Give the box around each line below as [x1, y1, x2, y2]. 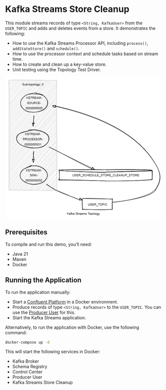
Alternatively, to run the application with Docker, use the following [5, 324, 140, 330]
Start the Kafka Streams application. [12, 314, 86, 320]
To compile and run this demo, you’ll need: [5, 241, 92, 247]
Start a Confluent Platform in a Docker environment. [12, 298, 118, 304]
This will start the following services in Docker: [5, 349, 101, 355]
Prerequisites [5, 228, 48, 237]
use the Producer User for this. [12, 309, 76, 315]
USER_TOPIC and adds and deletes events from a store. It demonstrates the [5, 25, 156, 31]
